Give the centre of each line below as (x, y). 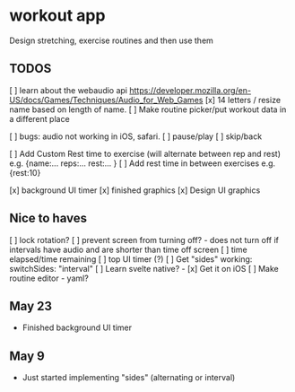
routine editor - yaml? (49, 278)
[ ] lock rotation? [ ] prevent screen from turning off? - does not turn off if (144, 240)
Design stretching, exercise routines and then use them (111, 40)
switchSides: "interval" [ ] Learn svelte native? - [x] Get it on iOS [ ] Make (144, 268)
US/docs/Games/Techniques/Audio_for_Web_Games (106, 100)
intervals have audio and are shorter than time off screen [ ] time (129, 249)
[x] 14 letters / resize (243, 100)
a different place (39, 118)
